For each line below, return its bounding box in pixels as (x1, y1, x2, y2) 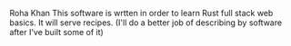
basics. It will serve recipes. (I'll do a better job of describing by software (9, 17, 283, 28)
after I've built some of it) (9, 27, 105, 37)
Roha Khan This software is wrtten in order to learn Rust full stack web (9, 8, 274, 18)
